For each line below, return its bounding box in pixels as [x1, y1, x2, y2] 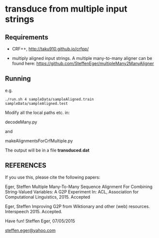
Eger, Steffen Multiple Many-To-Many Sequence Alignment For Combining [5, 184, 153, 189]
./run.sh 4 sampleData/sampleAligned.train [5, 97, 94, 102]
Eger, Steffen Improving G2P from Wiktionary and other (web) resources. [5, 203, 150, 209]
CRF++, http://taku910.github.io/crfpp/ [12, 46, 89, 51]
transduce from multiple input [5, 3, 128, 15]
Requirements [5, 33, 48, 41]
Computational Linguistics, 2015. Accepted [5, 194, 90, 200]
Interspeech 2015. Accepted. [5, 208, 62, 214]
